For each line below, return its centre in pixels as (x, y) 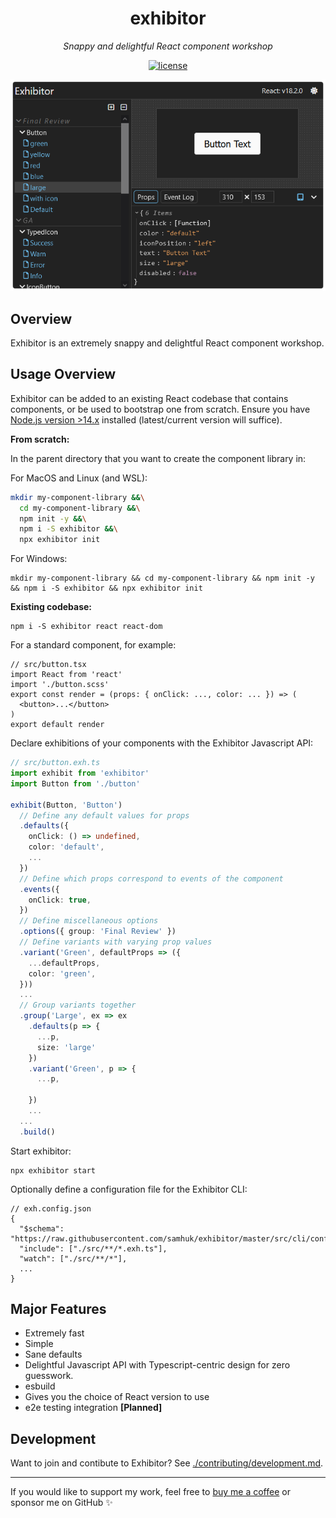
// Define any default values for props (104, 815)
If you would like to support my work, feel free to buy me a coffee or (150, 1492)
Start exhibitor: (41, 1151)
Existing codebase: (51, 607)
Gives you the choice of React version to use (117, 1397)
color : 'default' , (66, 847)
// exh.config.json (51, 1208)
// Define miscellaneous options (89, 921)
